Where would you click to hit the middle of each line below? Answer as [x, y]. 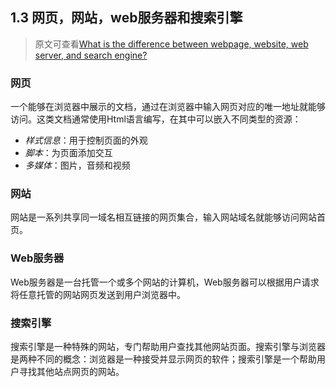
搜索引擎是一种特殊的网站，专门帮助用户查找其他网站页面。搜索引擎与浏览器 [168, 346]
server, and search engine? [91, 55]
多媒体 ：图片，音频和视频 [77, 165]
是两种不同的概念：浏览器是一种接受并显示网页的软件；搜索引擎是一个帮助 [163, 359]
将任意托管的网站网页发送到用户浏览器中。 [98, 294]
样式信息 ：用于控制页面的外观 [86, 140]
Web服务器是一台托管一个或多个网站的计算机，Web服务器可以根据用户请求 [165, 282]
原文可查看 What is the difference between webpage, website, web [171, 44]
